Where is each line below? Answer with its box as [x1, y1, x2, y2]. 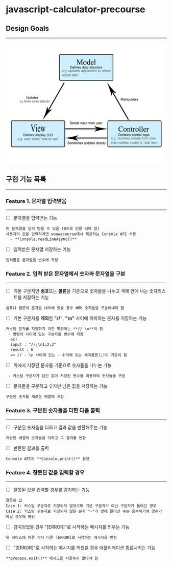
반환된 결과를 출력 [13, 445, 49, 451]
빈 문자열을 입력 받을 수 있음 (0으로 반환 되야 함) [6, 226, 100, 232]
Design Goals [6, 24, 49, 33]
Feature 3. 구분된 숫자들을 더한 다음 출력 [6, 407, 100, 414]
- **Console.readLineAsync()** [10, 237, 77, 242]
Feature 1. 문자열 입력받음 [6, 197, 67, 204]
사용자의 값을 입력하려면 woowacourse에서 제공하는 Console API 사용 [6, 232, 137, 237]
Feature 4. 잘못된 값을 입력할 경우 [6, 469, 85, 476]
